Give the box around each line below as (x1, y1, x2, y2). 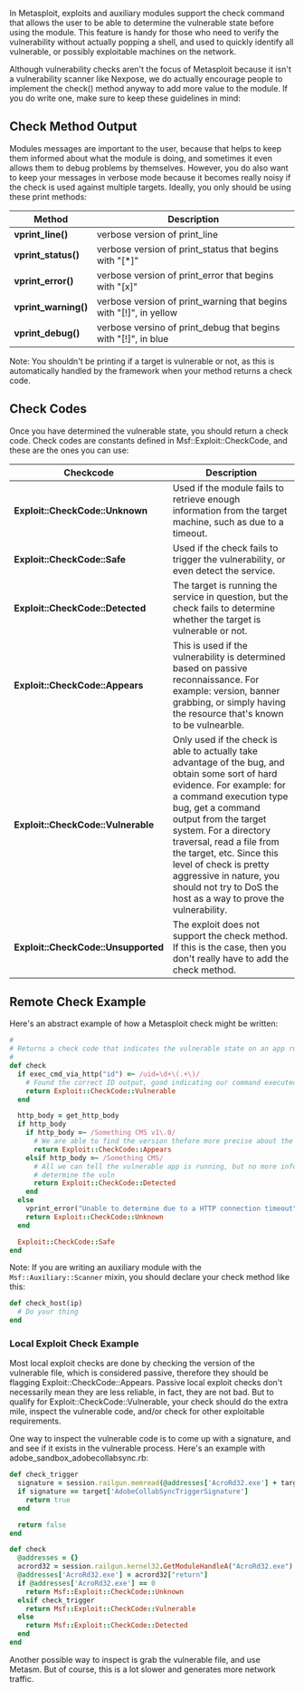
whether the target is (172, 612, 261, 625)
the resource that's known (172, 707, 284, 719)
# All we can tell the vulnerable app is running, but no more (33, 1161, 278, 1171)
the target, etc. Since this (172, 846, 279, 859)
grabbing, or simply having (172, 696, 287, 709)
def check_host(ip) (9, 1299, 83, 1308)
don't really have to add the (172, 952, 290, 964)
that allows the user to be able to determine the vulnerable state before (9, 17, 274, 28)
